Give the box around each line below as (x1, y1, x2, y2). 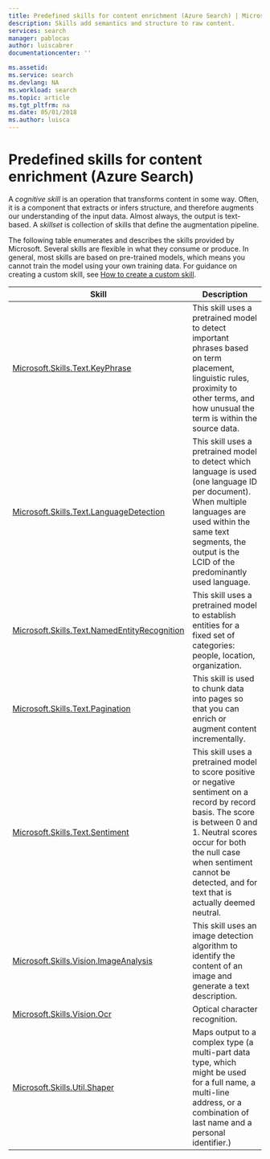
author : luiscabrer (8, 42, 74, 50)
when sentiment (192, 857, 253, 868)
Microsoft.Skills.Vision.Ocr (12, 1008, 112, 1019)
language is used (192, 465, 257, 477)
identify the (192, 950, 235, 961)
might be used (192, 1067, 247, 1078)
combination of (192, 1107, 250, 1118)
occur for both (192, 837, 247, 848)
